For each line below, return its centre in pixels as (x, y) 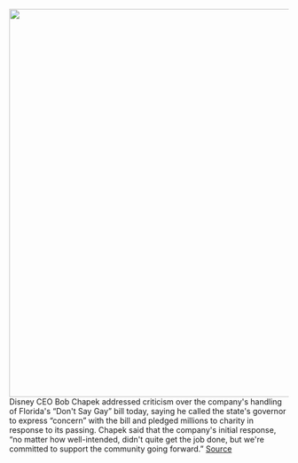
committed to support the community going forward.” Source (121, 449)
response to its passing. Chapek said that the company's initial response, (143, 430)
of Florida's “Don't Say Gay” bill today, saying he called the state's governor (148, 411)
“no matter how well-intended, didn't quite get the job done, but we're (137, 439)
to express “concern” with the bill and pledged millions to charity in (132, 420)
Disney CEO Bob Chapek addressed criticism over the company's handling (145, 402)
